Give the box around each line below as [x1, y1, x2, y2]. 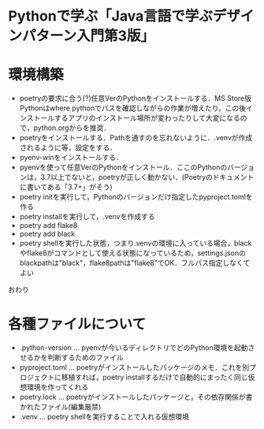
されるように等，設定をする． [19, 143, 117, 152]
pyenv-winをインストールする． [19, 153, 124, 162]
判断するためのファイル [46, 353, 124, 363]
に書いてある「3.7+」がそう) [19, 182, 113, 192]
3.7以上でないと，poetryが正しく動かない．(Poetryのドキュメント [40, 173, 255, 182]
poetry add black [19, 229, 76, 239]
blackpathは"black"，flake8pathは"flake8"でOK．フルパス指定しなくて [19, 258, 251, 268]
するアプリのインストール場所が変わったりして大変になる [54, 114, 240, 123]
